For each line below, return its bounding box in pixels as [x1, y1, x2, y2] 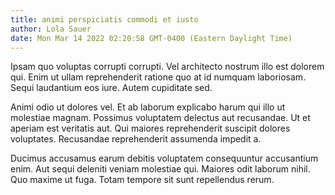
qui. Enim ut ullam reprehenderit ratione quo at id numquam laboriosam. [10, 71, 307, 83]
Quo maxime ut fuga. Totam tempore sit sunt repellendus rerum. [10, 174, 275, 186]
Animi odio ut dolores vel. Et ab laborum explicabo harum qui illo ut [10, 101, 286, 113]
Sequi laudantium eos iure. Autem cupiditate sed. [10, 82, 213, 94]
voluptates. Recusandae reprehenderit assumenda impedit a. [10, 133, 262, 145]
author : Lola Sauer [10, 24, 92, 34]
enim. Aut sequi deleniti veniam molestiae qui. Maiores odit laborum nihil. [10, 163, 311, 175]
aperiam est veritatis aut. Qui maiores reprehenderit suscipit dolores [10, 122, 291, 135]
